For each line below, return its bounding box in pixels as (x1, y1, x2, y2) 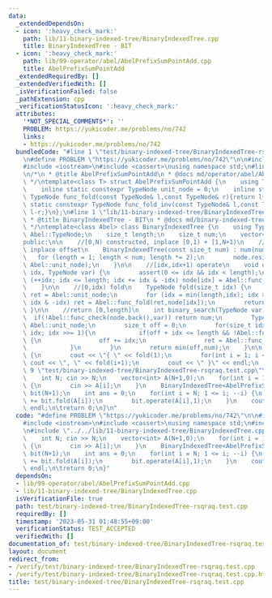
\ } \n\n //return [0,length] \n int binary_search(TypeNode (23, 306, 249, 314)
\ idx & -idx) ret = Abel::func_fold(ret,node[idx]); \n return (23, 299, 266, 307)
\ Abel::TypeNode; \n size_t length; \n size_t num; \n (23, 230, 227, 239)
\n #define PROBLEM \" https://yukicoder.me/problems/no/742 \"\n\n (23, 155, 249, 163)
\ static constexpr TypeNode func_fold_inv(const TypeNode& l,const (23, 200, 259, 209)
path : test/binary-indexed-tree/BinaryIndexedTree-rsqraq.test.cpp (15, 502, 249, 510)
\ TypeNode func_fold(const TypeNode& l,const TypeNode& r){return (23, 192, 255, 201)
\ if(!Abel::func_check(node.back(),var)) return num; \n (23, 313, 223, 321)
